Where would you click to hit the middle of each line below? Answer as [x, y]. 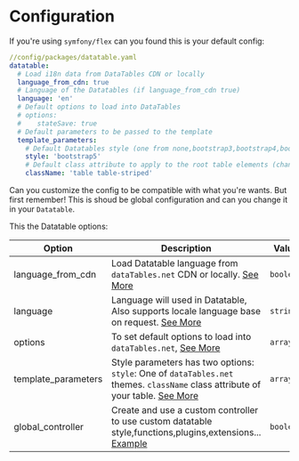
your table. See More [154, 396]
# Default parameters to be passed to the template [115, 132]
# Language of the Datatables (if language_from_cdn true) [129, 91]
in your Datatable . [42, 209]
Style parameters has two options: [182, 362]
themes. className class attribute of [186, 384]
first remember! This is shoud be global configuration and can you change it [149, 200]
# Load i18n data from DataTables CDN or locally [111, 74]
